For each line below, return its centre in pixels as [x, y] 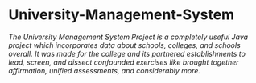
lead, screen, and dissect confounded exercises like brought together [124, 62]
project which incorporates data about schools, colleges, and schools [125, 45]
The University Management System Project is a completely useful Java [128, 37]
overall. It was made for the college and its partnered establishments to [127, 53]
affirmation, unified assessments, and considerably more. [105, 70]
